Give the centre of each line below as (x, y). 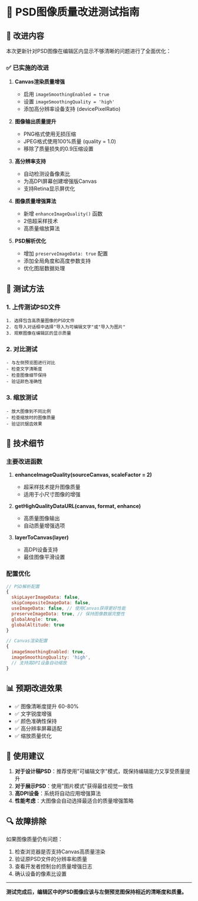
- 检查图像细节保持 (27, 375)
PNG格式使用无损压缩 (50, 134)
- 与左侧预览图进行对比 (31, 363)
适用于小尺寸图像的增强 (52, 494)
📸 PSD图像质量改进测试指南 (73, 12)
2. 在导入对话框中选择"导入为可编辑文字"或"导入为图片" (66, 327)
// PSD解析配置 (23, 587)
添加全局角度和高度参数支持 (57, 261)
